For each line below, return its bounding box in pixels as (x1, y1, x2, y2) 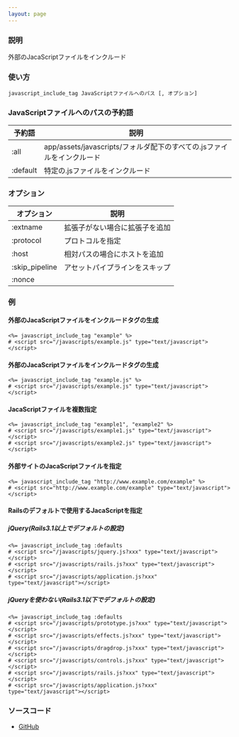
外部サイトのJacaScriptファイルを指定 (8, 462, 122, 470)
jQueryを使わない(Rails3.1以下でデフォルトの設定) (8, 595, 155, 604)
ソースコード (8, 706, 52, 716)
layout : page (8, 10, 47, 18)
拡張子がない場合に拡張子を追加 (64, 222, 171, 232)
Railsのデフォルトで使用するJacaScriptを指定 (8, 506, 143, 515)
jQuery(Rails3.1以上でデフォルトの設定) (8, 523, 125, 533)
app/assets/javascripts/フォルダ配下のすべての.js (43, 141, 207, 151)
